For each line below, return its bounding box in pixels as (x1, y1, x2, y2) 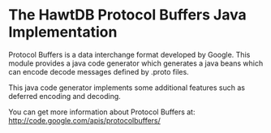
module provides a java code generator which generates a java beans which (8, 58, 264, 68)
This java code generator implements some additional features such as (8, 83, 246, 92)
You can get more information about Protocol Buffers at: (8, 107, 196, 117)
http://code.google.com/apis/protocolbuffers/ (8, 115, 161, 125)
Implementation (8, 23, 118, 41)
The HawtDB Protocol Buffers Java (8, 6, 247, 24)
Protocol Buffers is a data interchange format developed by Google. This (8, 49, 251, 59)
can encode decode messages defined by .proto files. (8, 66, 189, 76)
